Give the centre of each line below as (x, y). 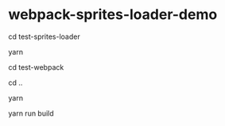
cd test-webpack (36, 67)
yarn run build (31, 113)
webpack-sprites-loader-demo (113, 15)
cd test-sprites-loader (45, 36)
